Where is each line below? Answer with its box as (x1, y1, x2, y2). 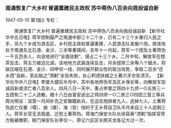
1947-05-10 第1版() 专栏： (5, 17, 60, 23)
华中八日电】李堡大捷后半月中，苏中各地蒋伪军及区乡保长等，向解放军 (14, 79, 161, 85)
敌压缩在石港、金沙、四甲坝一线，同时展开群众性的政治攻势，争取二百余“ (5, 66, 159, 72)
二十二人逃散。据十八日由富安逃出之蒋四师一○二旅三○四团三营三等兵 (18, 92, 165, 98)
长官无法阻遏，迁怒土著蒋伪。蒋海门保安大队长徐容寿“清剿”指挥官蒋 (22, 111, 165, 117)
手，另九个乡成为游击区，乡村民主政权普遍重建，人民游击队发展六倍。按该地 (5, 41, 166, 47)
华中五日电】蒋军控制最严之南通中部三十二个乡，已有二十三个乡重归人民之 (5, 34, 161, 40)
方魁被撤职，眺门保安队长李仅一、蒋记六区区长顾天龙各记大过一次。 (5, 117, 148, 123)
